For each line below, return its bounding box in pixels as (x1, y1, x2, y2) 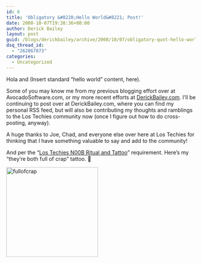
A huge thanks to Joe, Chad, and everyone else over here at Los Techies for (6, 130, 195, 138)
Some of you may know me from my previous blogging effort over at (6, 87, 176, 94)
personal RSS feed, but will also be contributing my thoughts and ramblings (6, 106, 193, 113)
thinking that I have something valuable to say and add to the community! (6, 137, 188, 144)
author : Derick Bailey (6, 25, 63, 32)
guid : (6, 37, 20, 43)
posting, (6, 119, 27, 126)
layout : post (6, 31, 39, 37)
